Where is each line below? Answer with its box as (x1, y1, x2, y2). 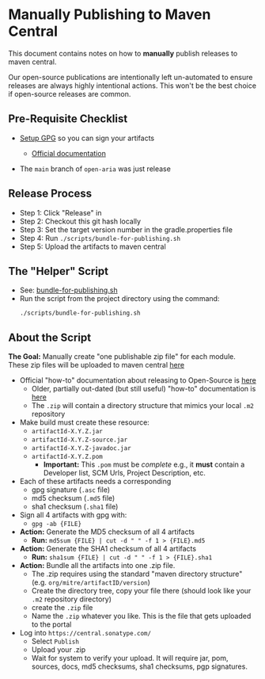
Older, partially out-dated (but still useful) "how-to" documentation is (31, 384, 256, 394)
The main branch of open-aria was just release (19, 164, 172, 174)
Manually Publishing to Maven (8, 6, 211, 24)
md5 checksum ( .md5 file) (31, 494, 115, 503)
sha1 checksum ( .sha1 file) (31, 502, 119, 512)
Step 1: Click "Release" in (19, 208, 102, 217)
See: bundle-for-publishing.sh (19, 285, 118, 295)
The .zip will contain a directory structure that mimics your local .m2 (31, 401, 255, 410)
